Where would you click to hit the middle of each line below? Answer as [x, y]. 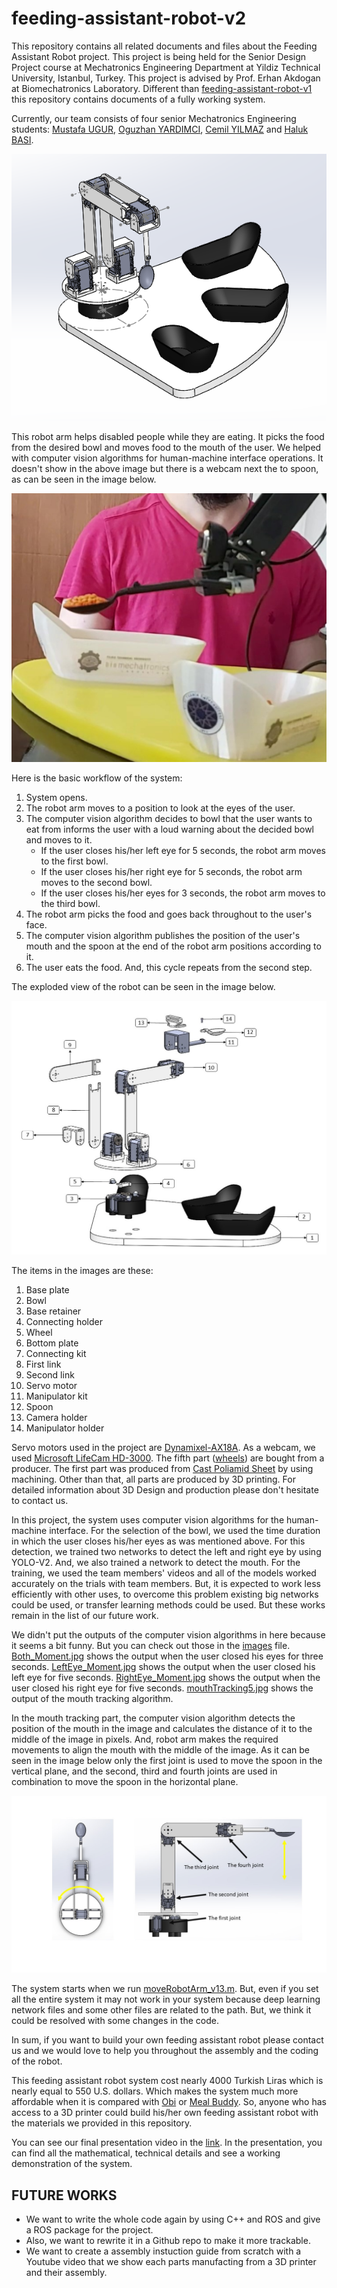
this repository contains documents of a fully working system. [138, 99]
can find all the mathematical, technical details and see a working [146, 2153]
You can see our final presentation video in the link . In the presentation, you [167, 2143]
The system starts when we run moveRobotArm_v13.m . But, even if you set [165, 1989]
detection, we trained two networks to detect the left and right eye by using [166, 1551]
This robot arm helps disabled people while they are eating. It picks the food [168, 437]
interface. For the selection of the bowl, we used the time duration [185, 1530]
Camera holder [56, 1417]
